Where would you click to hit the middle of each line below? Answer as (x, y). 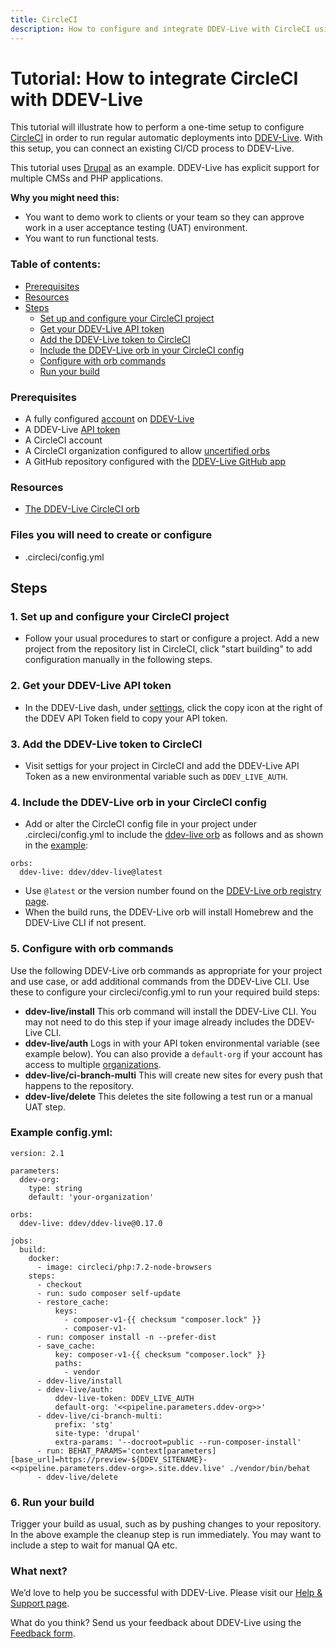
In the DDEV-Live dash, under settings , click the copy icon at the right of (173, 707)
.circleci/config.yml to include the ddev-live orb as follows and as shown (174, 835)
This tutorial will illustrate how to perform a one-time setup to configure (157, 127)
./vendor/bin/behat (270, 1468)
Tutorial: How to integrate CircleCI (154, 78)
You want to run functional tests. (91, 238)
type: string (55, 1188)
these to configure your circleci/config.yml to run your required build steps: (165, 992)
